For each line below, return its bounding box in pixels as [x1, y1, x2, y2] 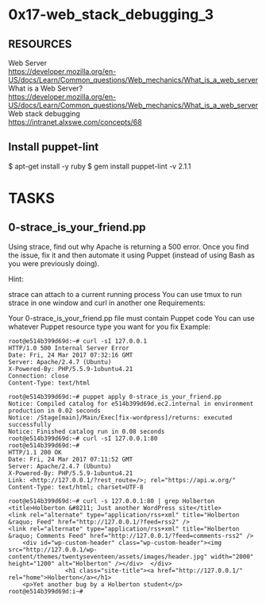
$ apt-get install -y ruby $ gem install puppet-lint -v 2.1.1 [8, 161, 191, 171]
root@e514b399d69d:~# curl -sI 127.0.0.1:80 [8, 435, 158, 443]
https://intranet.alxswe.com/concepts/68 [8, 118, 142, 126]
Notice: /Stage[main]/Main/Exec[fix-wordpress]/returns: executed [8, 413, 233, 422]
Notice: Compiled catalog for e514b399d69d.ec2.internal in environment [8, 400, 254, 408]
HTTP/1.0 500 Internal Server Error [8, 344, 129, 352]
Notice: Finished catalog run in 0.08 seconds [8, 427, 165, 435]
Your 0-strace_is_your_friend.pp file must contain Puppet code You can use [8, 313, 256, 323]
